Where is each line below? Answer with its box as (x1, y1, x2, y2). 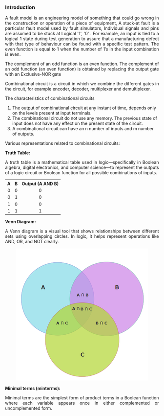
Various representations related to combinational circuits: (5, 140, 120, 146)
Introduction (5, 4, 35, 11)
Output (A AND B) (21, 181, 59, 186)
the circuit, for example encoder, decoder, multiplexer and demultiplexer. (5, 86, 151, 92)
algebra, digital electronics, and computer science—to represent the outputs (5, 164, 159, 170)
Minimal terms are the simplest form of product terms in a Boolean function (5, 395, 159, 401)
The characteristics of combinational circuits (5, 95, 95, 101)
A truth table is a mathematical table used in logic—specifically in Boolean (5, 160, 159, 165)
